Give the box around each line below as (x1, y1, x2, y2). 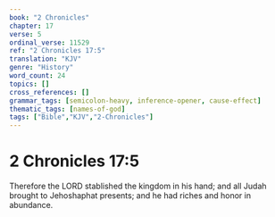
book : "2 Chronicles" (9, 13, 90, 22)
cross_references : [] (9, 88, 90, 96)
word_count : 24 (9, 71, 66, 80)
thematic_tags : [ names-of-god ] (9, 104, 126, 113)
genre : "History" (9, 63, 74, 72)
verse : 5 (9, 29, 42, 38)
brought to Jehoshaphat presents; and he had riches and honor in (9, 190, 252, 201)
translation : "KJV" (9, 54, 82, 63)
